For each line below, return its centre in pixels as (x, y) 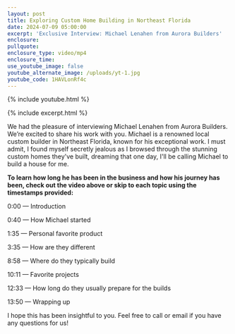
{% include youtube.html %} (48, 99)
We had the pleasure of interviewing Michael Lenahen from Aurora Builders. (117, 127)
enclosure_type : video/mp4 (47, 54)
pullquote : (23, 47)
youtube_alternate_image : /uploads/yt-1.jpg (74, 73)
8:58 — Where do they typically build (61, 261)
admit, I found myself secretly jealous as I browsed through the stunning (112, 149)
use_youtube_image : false (45, 66)
